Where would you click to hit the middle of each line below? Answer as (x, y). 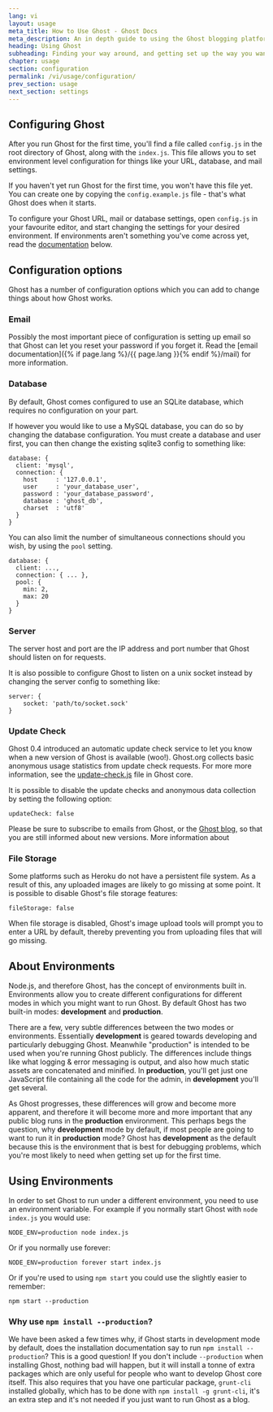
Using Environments (61, 1181)
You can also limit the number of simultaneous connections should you (127, 537)
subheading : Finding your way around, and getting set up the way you (130, 54)
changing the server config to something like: (84, 681)
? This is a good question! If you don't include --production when (154, 1357)
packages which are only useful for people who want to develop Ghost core (135, 1374)
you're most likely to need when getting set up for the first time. (115, 1155)
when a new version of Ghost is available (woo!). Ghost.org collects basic (131, 757)
